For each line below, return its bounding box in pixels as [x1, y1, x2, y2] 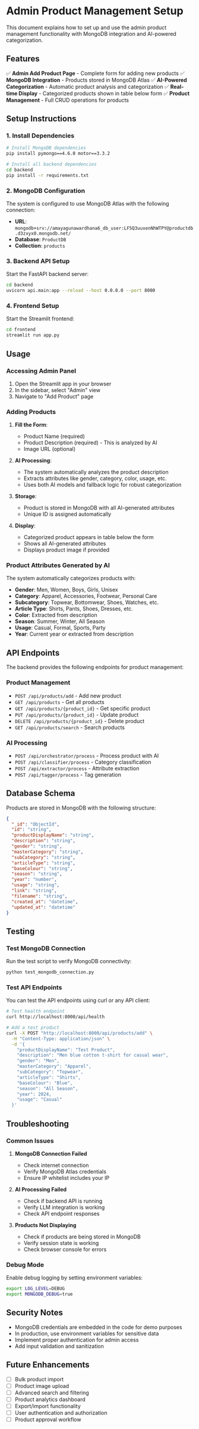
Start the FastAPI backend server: [6, 270, 89, 278]
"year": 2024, [17, 1091, 52, 1097]
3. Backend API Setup [6, 257, 70, 266]
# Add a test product [6, 1025, 60, 1031]
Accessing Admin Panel [6, 366, 76, 375]
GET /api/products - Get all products [14, 698, 105, 705]
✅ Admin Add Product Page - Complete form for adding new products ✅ [6, 70, 185, 77]
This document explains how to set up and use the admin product [6, 24, 167, 31]
